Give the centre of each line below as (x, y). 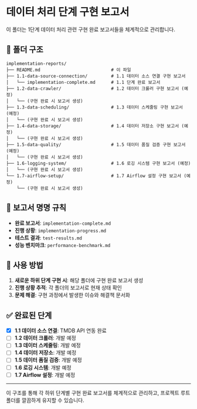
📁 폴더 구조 (25, 50)
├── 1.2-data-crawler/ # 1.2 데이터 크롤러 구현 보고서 (93, 89)
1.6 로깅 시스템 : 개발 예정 (43, 367)
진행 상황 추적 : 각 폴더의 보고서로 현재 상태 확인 (68, 288)
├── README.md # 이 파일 (69, 70)
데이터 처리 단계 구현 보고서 (68, 12)
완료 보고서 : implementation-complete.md (63, 223)
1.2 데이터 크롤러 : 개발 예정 (45, 338)
